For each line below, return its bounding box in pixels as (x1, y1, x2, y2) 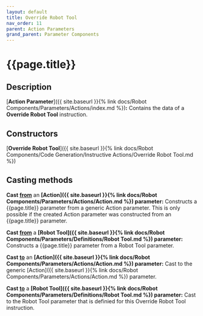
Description (6, 81, 52, 92)
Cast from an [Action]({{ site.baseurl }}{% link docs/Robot (6, 191, 157, 198)
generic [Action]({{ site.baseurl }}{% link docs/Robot (6, 266, 139, 273)
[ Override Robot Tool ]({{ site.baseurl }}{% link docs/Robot (6, 144, 154, 152)
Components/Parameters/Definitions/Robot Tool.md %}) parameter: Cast (6, 291, 196, 298)
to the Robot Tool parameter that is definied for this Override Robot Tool (6, 297, 187, 304)
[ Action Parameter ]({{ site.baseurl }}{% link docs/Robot (6, 98, 147, 105)
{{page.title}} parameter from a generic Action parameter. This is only (6, 204, 181, 211)
